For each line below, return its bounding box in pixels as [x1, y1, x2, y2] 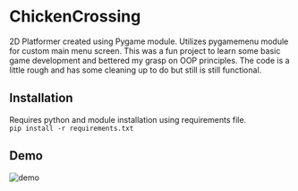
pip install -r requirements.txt [9, 124, 134, 133]
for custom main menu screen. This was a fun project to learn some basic [9, 45, 281, 56]
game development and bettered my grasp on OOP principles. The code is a [9, 55, 290, 65]
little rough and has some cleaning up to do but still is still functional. [9, 65, 262, 75]
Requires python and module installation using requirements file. [9, 114, 247, 125]
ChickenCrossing [9, 6, 141, 27]
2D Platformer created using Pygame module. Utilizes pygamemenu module [9, 36, 289, 47]
